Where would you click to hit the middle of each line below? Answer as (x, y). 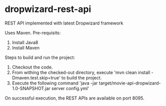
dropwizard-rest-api (48, 9)
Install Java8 (25, 42)
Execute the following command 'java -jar (55, 83)
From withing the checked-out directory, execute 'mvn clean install (81, 72)
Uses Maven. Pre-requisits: (33, 32)
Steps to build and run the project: (40, 57)
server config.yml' (70, 88)
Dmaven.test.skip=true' (36, 77)
